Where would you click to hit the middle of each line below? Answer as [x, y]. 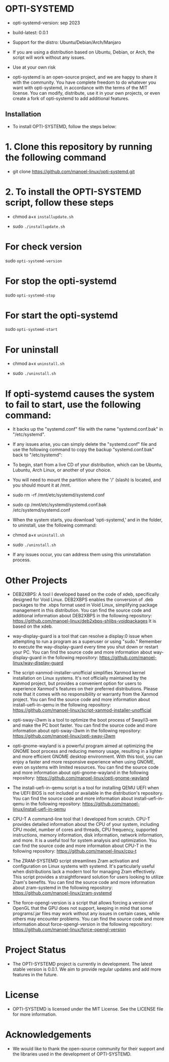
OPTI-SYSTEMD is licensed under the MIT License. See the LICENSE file [88, 1009]
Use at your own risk [34, 67]
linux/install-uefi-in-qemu [39, 809]
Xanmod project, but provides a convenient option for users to [77, 683]
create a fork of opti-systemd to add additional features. [71, 98]
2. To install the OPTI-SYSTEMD [73, 192]
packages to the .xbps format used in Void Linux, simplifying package [85, 605]
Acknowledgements [48, 1035]
